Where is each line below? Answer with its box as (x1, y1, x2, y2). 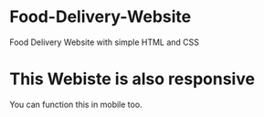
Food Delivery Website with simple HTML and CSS (9, 37, 199, 48)
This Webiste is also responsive (9, 69, 256, 90)
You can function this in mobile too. (9, 99, 143, 110)
